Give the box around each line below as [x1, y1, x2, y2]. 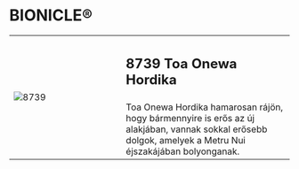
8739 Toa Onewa [125, 55, 238, 72]
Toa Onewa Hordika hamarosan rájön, [125, 101, 283, 113]
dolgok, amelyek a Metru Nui [125, 134, 246, 147]
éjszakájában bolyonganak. [125, 145, 240, 157]
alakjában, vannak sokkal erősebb [125, 123, 268, 135]
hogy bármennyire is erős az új [125, 112, 255, 125]
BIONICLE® [9, 5, 93, 26]
